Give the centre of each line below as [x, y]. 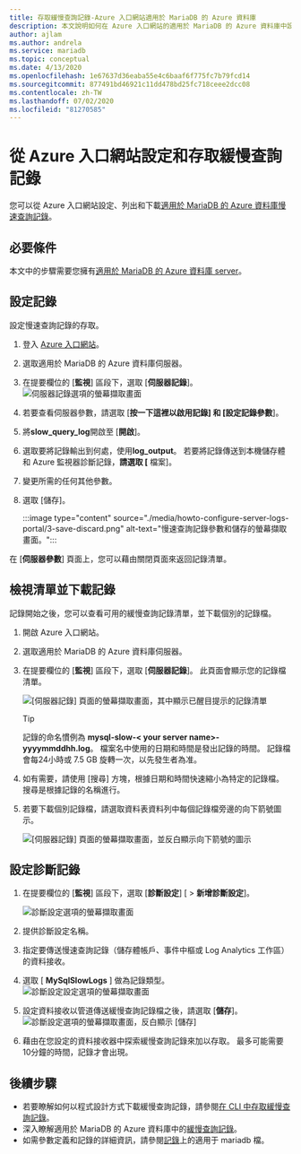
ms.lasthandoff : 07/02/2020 [62, 101]
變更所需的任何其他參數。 [69, 481]
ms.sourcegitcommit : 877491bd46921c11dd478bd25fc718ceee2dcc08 [130, 84]
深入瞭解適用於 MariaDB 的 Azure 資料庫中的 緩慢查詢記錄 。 [132, 1129]
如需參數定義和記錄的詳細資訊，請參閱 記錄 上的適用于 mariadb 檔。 [146, 1141]
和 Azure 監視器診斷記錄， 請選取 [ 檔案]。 [99, 462]
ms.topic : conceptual [50, 59]
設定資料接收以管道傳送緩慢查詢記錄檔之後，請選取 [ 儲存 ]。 [132, 1011]
